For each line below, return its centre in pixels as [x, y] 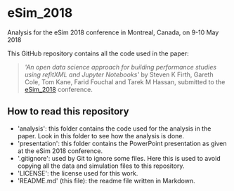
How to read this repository [68, 111]
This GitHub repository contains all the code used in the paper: [98, 53]
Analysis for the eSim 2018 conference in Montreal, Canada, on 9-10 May [113, 32]
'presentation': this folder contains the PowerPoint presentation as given [122, 143]
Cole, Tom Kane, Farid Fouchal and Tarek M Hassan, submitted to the [125, 81]
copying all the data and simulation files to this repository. [101, 166]
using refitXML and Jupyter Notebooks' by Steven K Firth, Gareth [119, 74]
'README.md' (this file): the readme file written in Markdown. [106, 180]
